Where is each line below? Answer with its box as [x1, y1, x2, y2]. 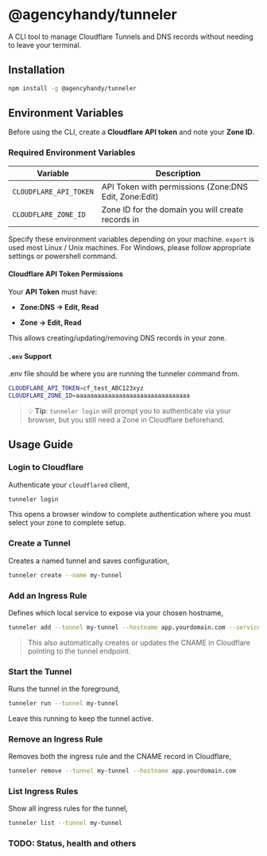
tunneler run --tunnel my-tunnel [8, 700, 119, 708]
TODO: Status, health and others [8, 838, 137, 849]
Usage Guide [8, 438, 74, 452]
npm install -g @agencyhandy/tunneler [8, 84, 137, 92]
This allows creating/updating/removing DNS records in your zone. [8, 333, 227, 342]
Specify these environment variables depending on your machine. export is [8, 234, 255, 244]
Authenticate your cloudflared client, [8, 480, 130, 489]
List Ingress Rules [8, 786, 79, 797]
